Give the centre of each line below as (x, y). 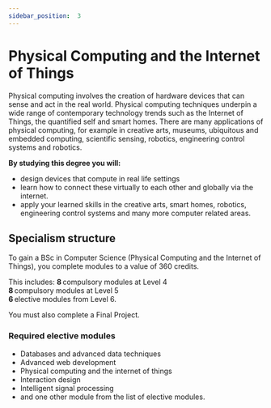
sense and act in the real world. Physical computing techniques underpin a (133, 104)
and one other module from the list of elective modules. (112, 397)
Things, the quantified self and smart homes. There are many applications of (136, 121)
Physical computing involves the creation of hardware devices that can (127, 96)
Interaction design (50, 379)
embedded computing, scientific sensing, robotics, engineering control (127, 138)
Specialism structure (62, 238)
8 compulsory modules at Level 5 (64, 291)
